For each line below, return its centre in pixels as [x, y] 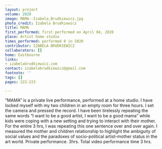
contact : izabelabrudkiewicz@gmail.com [45, 69]
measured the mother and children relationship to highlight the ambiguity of [81, 131]
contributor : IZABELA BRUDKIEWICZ [40, 46]
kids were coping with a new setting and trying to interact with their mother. [81, 121]
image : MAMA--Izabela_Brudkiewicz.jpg [44, 19]
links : [12, 59]
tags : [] [14, 77]
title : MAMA [17, 28]
